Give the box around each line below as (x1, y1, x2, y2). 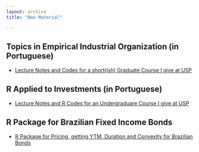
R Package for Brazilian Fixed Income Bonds (6, 117, 173, 127)
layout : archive (6, 8, 46, 15)
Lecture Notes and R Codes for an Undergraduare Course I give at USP (14, 100, 189, 107)
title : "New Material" (6, 14, 63, 20)
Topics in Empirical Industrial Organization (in (6, 41, 179, 51)
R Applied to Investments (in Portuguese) (6, 84, 163, 94)
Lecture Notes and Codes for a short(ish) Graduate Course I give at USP (14, 67, 192, 74)
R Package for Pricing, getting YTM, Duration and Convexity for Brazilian (14, 132, 193, 140)
